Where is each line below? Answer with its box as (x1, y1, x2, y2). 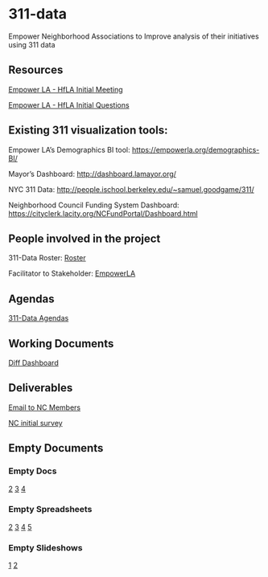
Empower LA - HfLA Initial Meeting (8, 84, 123, 94)
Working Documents (8, 337, 114, 350)
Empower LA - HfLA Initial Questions (8, 100, 130, 109)
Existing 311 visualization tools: (8, 124, 168, 137)
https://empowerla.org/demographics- (131, 145, 260, 154)
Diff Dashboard (8, 358, 59, 367)
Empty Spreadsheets (8, 504, 93, 515)
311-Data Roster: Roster (8, 253, 86, 263)
